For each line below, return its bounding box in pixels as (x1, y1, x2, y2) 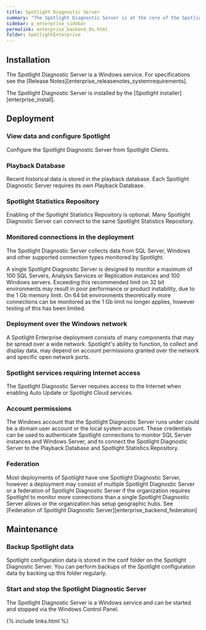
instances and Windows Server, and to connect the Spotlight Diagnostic (6, 438, 188, 445)
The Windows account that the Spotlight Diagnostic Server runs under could (6, 418, 199, 426)
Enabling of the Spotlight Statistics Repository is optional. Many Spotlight (6, 211, 191, 219)
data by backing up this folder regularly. (6, 569, 107, 577)
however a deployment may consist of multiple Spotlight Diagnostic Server (6, 480, 195, 488)
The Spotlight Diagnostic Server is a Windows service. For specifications (6, 71, 190, 78)
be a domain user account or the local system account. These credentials (6, 425, 192, 432)
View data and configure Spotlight (6, 132, 110, 141)
